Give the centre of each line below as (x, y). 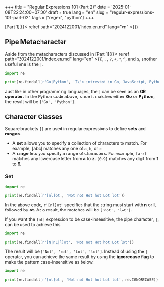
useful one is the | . (24, 64)
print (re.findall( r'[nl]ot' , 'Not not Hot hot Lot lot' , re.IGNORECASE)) (82, 280)
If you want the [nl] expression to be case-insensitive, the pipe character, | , (82, 219)
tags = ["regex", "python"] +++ (63, 17)
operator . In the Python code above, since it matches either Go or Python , (80, 96)
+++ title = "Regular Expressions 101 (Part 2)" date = (58, 7)
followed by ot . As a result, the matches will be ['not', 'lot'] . (69, 210)
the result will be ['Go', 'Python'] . (40, 101)
